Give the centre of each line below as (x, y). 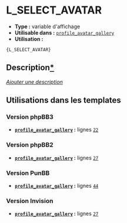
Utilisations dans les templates (64, 100)
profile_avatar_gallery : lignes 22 (56, 130)
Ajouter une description (35, 82)
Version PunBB (28, 173)
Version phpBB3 (30, 117)
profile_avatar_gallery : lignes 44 (56, 186)
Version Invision (30, 201)
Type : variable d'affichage (47, 26)
